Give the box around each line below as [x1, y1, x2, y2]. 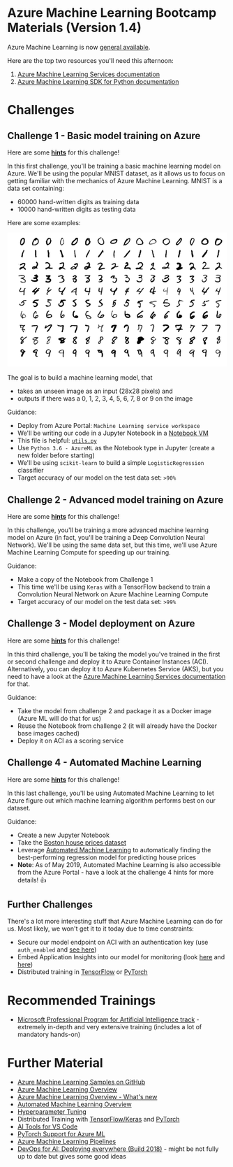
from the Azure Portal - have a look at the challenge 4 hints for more [17, 868, 214, 876]
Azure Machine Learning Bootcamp [7, 5, 217, 21]
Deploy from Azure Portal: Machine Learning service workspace [17, 422, 200, 430]
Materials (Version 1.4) [7, 20, 142, 36]
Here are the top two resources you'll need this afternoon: [7, 56, 174, 64]
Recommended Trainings [7, 992, 156, 1008]
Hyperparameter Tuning [17, 1108, 87, 1116]
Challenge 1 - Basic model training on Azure [7, 129, 201, 141]
